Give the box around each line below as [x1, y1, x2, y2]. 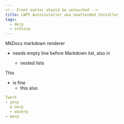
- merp [5, 114, 19, 119]
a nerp [10, 104, 24, 109]
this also [20, 85, 38, 91]
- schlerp [10, 26, 30, 32]
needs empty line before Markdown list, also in [12, 50, 110, 56]
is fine [12, 80, 26, 86]
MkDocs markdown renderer [5, 40, 65, 46]
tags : [5, 17, 17, 22]
